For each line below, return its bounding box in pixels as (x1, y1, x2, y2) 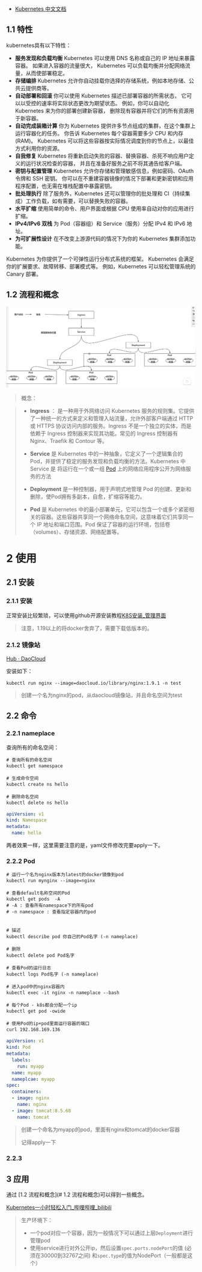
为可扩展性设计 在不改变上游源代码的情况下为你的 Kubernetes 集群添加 (14, 235, 191, 242)
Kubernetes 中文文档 (14, 5, 67, 12)
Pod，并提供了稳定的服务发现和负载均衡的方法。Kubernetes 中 (29, 457, 186, 465)
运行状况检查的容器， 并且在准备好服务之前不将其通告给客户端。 (25, 159, 185, 167)
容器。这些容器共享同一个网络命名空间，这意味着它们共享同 (40, 513, 188, 520)
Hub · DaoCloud (6, 655, 46, 662)
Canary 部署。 (6, 270, 42, 277)
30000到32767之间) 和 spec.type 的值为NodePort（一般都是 (40, 1252, 188, 1259)
